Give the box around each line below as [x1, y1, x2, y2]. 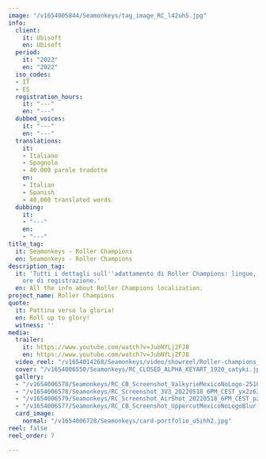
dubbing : [15, 203, 44, 211]
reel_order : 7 [8, 431, 55, 440]
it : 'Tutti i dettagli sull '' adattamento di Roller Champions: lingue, [15, 270, 257, 277]
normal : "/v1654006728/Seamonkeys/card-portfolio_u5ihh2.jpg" [22, 417, 232, 425]
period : [15, 48, 41, 56]
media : [8, 328, 30, 337]
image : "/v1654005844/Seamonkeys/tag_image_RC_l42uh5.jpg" [8, 11, 207, 20]
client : [15, 26, 41, 34]
